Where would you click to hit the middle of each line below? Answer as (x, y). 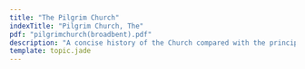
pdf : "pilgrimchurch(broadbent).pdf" (81, 34)
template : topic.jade (50, 51)
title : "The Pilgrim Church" (64, 17)
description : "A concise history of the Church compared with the (138, 43)
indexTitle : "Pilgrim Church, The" (77, 26)
